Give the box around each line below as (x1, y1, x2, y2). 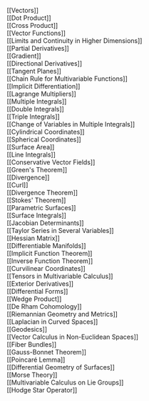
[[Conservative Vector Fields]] (6, 158, 96, 167)
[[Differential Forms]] (6, 287, 68, 295)
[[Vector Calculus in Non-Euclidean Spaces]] (6, 332, 139, 341)
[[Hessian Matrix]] (6, 234, 60, 242)
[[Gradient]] (6, 51, 41, 60)
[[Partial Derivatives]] (6, 44, 69, 52)
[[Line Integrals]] (6, 150, 56, 159)
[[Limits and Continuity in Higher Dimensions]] (6, 36, 143, 45)
